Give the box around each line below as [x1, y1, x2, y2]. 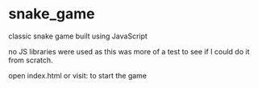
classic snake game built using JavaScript [8, 31, 148, 41]
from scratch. [8, 55, 54, 65]
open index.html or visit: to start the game [8, 70, 148, 80]
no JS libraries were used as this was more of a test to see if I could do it [8, 46, 250, 56]
